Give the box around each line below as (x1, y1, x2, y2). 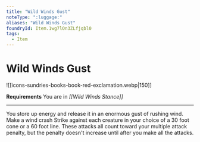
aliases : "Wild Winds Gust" (6, 20, 76, 26)
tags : (6, 31, 20, 37)
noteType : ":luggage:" (6, 14, 62, 20)
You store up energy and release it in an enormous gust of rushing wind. (6, 110, 183, 117)
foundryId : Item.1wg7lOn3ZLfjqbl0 (6, 25, 92, 31)
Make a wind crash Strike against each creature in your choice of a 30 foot (6, 116, 189, 124)
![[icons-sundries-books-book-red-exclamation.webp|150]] (6, 81, 152, 89)
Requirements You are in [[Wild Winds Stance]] (6, 93, 123, 100)
